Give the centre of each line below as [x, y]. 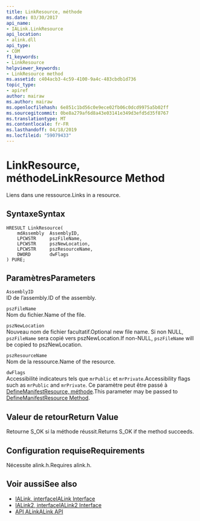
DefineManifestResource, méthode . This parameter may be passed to [92, 392]
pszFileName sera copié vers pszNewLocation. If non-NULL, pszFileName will [100, 338]
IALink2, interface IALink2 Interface [58, 505]
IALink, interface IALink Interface [55, 499]
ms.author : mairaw [29, 102]
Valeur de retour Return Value [63, 417]
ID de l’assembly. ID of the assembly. [51, 298]
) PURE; [16, 260]
